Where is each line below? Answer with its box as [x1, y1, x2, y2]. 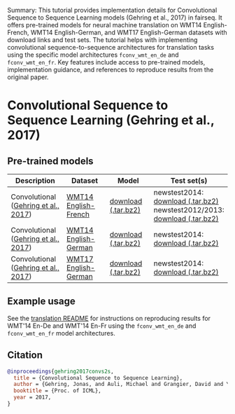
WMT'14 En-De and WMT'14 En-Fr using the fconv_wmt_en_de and [7, 322, 197, 330]
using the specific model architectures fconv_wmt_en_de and [7, 50, 180, 59]
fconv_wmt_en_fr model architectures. [7, 329, 115, 337]
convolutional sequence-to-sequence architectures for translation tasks [7, 43, 215, 51]
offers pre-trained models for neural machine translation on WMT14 [7, 21, 202, 29]
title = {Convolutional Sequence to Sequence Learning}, [13, 374, 183, 381]
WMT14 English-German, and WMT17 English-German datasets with [30, 28, 227, 36]
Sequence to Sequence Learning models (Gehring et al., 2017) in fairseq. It [7, 13, 222, 22]
